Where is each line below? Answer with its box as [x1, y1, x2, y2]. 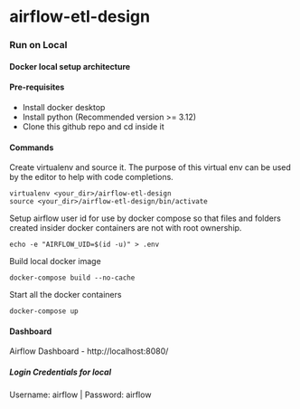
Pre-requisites [9, 81, 65, 92]
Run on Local [9, 39, 68, 52]
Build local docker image [9, 256, 101, 267]
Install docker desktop [22, 101, 106, 112]
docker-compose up [9, 307, 79, 316]
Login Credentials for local [9, 366, 111, 377]
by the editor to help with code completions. [9, 172, 173, 183]
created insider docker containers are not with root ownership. [9, 223, 242, 233]
